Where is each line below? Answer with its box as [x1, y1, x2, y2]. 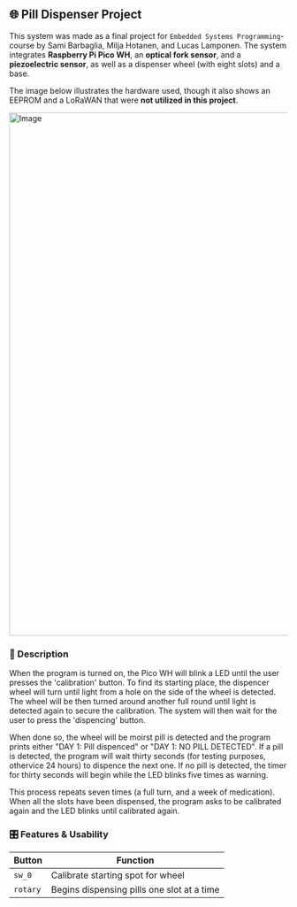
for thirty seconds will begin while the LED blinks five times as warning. [9, 770, 269, 780]
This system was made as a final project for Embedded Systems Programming [9, 30, 281, 41]
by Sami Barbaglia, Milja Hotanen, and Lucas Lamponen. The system [36, 40, 287, 50]
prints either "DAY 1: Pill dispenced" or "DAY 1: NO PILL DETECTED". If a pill [9, 742, 284, 752]
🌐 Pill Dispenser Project [9, 7, 142, 22]
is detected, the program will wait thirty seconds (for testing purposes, [9, 751, 266, 762]
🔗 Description [9, 648, 69, 660]
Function [116, 854, 155, 866]
